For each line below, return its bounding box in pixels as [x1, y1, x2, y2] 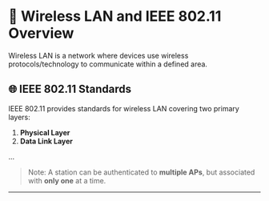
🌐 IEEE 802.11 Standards [8, 82, 132, 96]
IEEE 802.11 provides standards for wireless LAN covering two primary [8, 103, 240, 113]
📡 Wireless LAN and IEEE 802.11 [8, 7, 222, 26]
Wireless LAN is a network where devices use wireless [8, 50, 189, 60]
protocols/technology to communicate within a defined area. [8, 59, 208, 69]
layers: [8, 112, 30, 122]
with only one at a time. [27, 175, 106, 185]
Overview [8, 24, 74, 42]
